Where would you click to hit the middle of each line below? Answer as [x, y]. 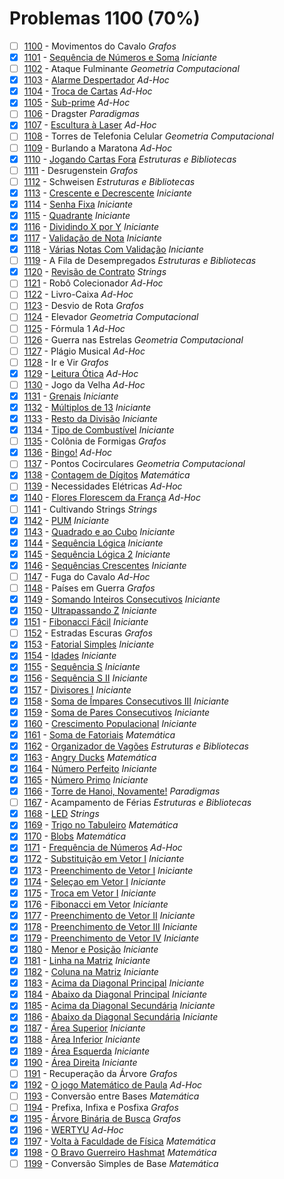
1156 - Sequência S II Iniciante [85, 678]
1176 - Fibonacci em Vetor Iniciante [96, 904]
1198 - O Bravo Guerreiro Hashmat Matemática [120, 1153]
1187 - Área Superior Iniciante [84, 1028]
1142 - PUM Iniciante [66, 520]
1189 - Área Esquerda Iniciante [87, 1051]
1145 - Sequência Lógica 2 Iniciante [97, 554]
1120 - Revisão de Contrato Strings [95, 272]
